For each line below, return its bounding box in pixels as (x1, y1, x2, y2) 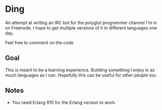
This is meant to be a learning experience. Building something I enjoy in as (5, 67, 155, 73)
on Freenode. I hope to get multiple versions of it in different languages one (5, 25, 157, 30)
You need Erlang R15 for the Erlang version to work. (12, 99, 116, 105)
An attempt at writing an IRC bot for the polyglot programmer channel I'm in (5, 20, 158, 26)
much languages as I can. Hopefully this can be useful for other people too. (5, 72, 158, 78)
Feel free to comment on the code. (5, 39, 75, 45)
